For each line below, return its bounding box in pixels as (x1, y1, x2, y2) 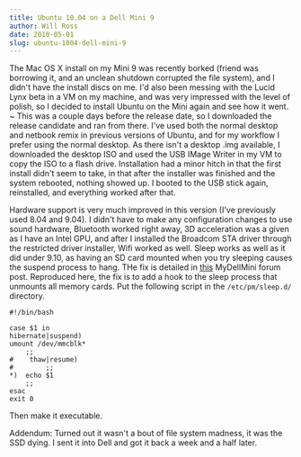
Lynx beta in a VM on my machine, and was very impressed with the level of (9, 92, 290, 103)
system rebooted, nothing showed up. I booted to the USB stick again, (9, 177, 269, 189)
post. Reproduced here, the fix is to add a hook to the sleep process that (9, 272, 278, 282)
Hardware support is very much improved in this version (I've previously (9, 204, 277, 216)
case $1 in (9, 324, 50, 333)
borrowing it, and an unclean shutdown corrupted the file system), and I (9, 73, 276, 84)
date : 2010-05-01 (9, 30, 75, 39)
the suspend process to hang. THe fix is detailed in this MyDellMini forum (9, 262, 281, 273)
